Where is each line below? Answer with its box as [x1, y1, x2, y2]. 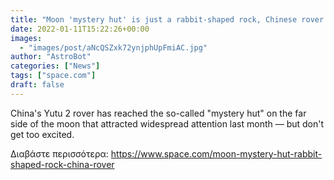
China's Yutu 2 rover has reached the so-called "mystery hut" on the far [10, 107, 307, 119]
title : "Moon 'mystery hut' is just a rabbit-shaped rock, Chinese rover [10, 14, 325, 25]
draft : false [10, 80, 65, 90]
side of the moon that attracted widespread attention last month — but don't [10, 117, 325, 130]
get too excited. [10, 128, 75, 140]
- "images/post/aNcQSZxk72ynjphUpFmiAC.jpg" [19, 42, 208, 53]
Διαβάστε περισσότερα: [10, 147, 109, 160]
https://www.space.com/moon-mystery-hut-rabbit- [110, 147, 323, 160]
